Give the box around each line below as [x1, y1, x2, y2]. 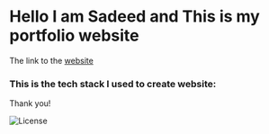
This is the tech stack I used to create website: [9, 77, 217, 90]
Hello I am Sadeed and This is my [9, 6, 261, 27]
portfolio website [9, 25, 139, 46]
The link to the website [9, 55, 94, 66]
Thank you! [9, 98, 51, 109]
